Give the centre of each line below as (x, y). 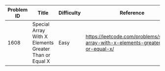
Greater (41, 49)
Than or (41, 55)
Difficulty (70, 13)
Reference (132, 13)
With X (40, 36)
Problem (18, 10)
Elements (43, 43)
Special (41, 24)
